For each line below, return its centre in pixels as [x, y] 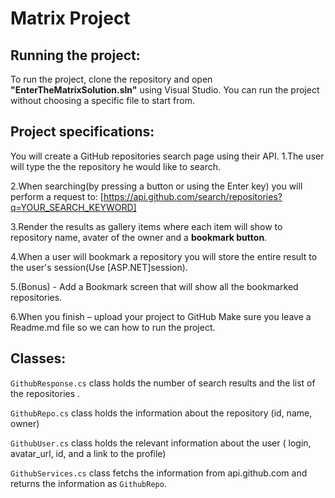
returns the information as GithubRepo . [88, 483]
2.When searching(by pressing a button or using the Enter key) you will [156, 186]
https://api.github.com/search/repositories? [193, 196]
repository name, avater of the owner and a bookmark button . [139, 237]
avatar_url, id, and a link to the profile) [88, 453]
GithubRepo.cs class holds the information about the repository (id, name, [161, 413]
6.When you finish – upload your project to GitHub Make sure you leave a [161, 316]
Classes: [38, 358]
